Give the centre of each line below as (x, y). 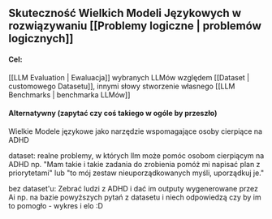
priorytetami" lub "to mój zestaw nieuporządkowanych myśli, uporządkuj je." (136, 173)
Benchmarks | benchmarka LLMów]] (69, 94)
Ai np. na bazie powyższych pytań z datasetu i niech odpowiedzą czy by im (135, 197)
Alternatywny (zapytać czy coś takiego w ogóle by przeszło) (113, 114)
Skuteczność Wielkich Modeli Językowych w (125, 13)
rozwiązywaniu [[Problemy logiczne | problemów (135, 26)
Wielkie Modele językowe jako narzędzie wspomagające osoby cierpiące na (135, 131)
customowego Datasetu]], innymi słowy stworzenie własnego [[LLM (122, 86)
